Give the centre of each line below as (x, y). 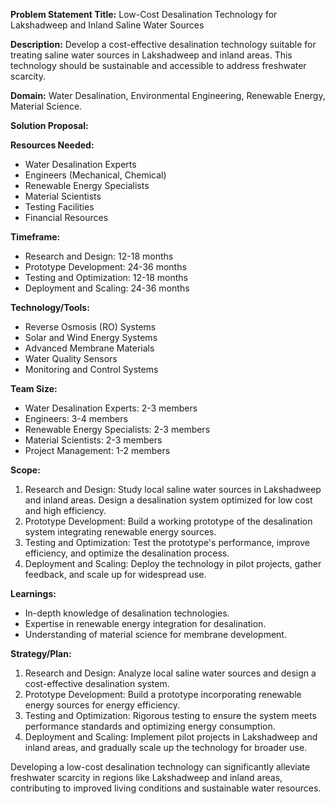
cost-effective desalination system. (97, 683)
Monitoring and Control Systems (91, 369)
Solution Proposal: (49, 125)
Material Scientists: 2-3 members (93, 440)
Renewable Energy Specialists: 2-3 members (117, 429)
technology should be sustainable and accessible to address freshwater (158, 65)
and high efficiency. (65, 510)
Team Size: (34, 388)
